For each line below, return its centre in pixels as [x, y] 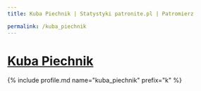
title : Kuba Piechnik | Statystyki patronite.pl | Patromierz [100, 14]
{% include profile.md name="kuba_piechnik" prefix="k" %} [95, 80]
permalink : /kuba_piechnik [47, 26]
